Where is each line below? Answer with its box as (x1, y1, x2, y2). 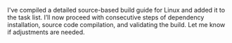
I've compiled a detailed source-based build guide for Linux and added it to (7, 6, 226, 14)
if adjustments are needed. (7, 28, 85, 36)
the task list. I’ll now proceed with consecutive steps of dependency (7, 13, 205, 21)
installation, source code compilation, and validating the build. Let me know (7, 21, 226, 28)
